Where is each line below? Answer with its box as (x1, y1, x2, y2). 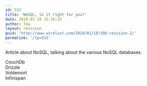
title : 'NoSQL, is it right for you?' (5, 12, 87, 17)
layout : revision (5, 26, 42, 31)
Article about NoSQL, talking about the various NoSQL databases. (5, 49, 142, 55)
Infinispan (5, 75, 26, 81)
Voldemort (5, 69, 27, 75)
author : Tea (5, 21, 30, 27)
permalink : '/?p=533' (5, 36, 51, 41)
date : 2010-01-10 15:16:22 (5, 17, 62, 22)
